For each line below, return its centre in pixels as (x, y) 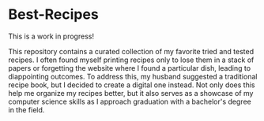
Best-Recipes (53, 15)
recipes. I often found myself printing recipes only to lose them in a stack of (131, 60)
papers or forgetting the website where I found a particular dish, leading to (130, 68)
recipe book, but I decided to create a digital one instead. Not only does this (132, 85)
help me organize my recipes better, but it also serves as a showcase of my (131, 93)
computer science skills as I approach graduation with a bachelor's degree (130, 101)
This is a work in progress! (51, 36)
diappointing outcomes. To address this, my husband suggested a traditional (133, 76)
